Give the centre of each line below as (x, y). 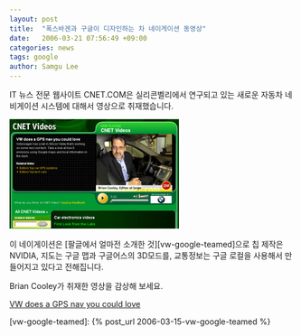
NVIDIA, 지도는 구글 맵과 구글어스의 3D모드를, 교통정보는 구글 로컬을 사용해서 (146, 256)
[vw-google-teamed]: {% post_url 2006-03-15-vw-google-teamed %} (140, 322)
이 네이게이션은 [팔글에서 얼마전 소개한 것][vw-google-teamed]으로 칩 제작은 (146, 244)
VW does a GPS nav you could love (75, 304)
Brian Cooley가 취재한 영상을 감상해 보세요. (86, 286)
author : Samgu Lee (44, 67)
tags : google (34, 57)
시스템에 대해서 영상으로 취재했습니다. (107, 106)
